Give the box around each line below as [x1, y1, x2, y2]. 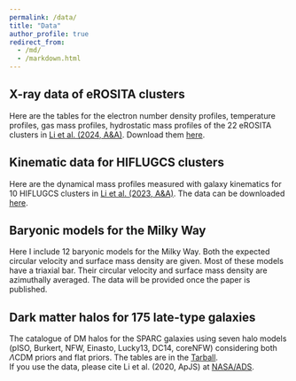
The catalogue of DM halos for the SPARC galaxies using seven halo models [9, 333, 287, 344]
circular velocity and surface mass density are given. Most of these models [9, 256, 284, 267]
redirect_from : [9, 37, 66, 47]
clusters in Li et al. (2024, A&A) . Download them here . [9, 129, 206, 140]
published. [9, 284, 48, 295]
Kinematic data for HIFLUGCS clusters [9, 155, 224, 170]
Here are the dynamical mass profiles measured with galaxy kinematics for [9, 178, 282, 189]
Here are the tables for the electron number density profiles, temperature [9, 110, 277, 121]
